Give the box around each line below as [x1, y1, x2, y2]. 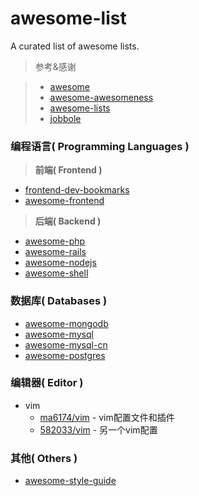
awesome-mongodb [24, 317, 109, 329]
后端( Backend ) [34, 215, 102, 227]
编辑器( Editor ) [10, 376, 84, 390]
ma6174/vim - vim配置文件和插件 [39, 411, 175, 423]
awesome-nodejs [24, 257, 97, 269]
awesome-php [24, 235, 86, 247]
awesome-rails [24, 246, 87, 258]
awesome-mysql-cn [24, 338, 108, 351]
